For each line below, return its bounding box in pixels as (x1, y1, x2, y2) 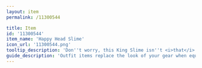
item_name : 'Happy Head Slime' (6, 36, 85, 42)
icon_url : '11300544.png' (6, 42, 71, 48)
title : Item (6, 25, 36, 31)
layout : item (6, 8, 39, 15)
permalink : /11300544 (6, 14, 61, 20)
